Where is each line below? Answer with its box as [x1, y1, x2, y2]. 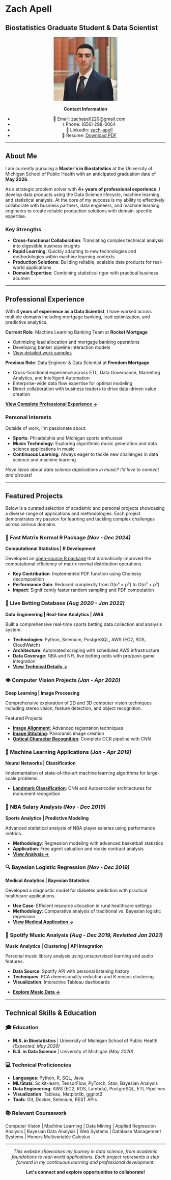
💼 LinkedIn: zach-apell [66, 127, 113, 133]
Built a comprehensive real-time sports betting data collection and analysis [5, 621, 162, 627]
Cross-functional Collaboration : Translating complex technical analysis [12, 237, 164, 243]
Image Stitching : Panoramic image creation [12, 730, 104, 736]
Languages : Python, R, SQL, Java [12, 1075, 84, 1081]
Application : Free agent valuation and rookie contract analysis [12, 845, 144, 852]
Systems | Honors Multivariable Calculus [5, 1134, 91, 1140]
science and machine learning [12, 457, 76, 463]
